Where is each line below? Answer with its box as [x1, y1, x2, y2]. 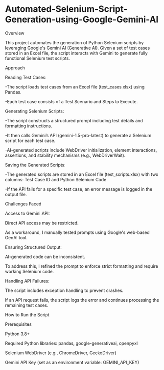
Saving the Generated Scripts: [5, 162, 66, 168]
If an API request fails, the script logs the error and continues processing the [5, 297, 159, 303]
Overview [5, 30, 24, 36]
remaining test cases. [5, 302, 48, 308]
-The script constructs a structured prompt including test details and [5, 117, 143, 123]
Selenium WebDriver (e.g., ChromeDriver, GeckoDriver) [5, 350, 117, 356]
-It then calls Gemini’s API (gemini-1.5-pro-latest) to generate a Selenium [5, 132, 152, 138]
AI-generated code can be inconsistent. [5, 254, 86, 259]
